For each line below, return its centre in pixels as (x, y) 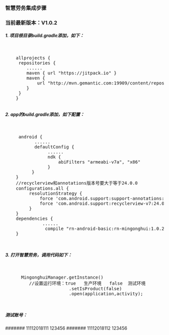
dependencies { (34, 218)
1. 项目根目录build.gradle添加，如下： (45, 36)
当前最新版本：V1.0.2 (31, 23)
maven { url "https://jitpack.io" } (72, 73)
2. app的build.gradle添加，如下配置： (45, 115)
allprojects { (33, 58)
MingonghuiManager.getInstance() (62, 277)
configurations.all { (43, 188)
